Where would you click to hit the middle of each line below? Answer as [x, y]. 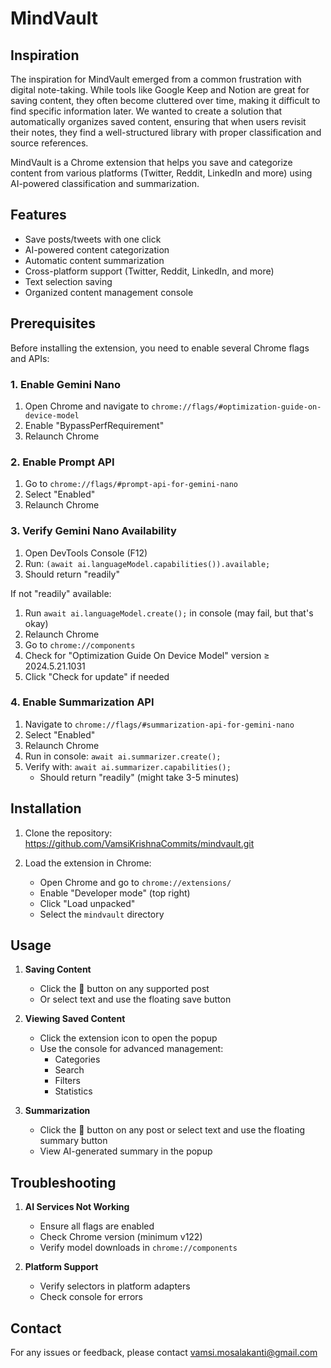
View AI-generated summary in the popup [126, 1151]
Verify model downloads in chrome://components [138, 1248]
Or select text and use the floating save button [135, 999]
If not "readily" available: [61, 593]
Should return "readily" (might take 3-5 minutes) [139, 777]
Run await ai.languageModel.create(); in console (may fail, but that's [169, 613]
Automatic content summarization [94, 260]
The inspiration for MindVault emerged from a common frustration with [156, 79]
